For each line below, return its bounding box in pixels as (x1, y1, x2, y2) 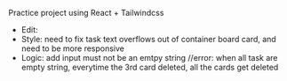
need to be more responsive (20, 43, 125, 54)
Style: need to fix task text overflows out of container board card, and (20, 34, 276, 44)
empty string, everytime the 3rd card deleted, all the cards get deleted (20, 62, 279, 72)
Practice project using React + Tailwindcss (8, 8, 164, 18)
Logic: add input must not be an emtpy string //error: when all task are (20, 53, 278, 63)
